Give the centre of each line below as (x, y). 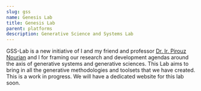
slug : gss (19, 12)
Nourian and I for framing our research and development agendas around (97, 57)
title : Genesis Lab (31, 23)
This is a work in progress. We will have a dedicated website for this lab (95, 77)
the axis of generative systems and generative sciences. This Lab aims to (97, 64)
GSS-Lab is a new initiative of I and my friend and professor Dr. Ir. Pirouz (96, 51)
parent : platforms (29, 28)
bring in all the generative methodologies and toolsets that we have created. (101, 70)
